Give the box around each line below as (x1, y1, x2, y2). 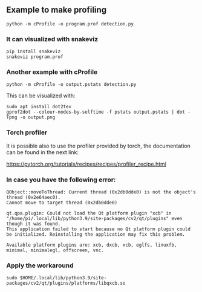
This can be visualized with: (6, 92, 76, 99)
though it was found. (6, 221, 61, 227)
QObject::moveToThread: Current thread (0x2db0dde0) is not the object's (6, 189, 197, 195)
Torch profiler (6, 128, 48, 137)
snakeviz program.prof (6, 54, 64, 60)
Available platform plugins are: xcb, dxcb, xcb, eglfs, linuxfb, (6, 242, 177, 248)
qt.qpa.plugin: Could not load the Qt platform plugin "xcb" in (6, 210, 172, 216)
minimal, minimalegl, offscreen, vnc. (6, 247, 104, 253)
